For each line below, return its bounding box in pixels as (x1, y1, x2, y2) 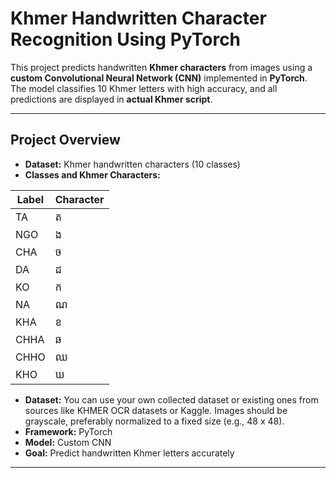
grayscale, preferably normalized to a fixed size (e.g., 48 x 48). (24, 415, 285, 427)
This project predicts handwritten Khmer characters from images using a (10, 61, 313, 73)
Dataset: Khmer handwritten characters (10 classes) (24, 158, 241, 170)
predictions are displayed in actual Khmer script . (10, 93, 213, 105)
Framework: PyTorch (24, 425, 113, 437)
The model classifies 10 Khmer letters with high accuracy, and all (10, 82, 278, 94)
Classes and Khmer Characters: (24, 168, 161, 181)
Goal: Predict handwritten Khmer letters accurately (24, 447, 235, 459)
